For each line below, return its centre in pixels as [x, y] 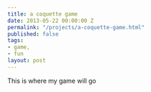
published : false [33, 34]
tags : [15, 41]
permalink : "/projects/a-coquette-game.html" [76, 27]
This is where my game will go [52, 81]
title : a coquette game [43, 14]
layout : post [27, 61]
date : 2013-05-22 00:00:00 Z [51, 21]
